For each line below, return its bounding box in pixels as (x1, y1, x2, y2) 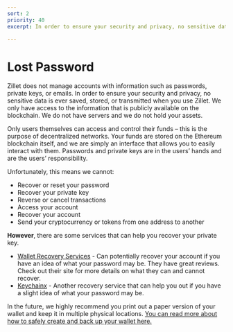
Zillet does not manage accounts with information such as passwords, (7, 82, 207, 90)
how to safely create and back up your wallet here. (7, 317, 153, 326)
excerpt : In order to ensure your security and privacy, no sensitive (7, 23, 216, 30)
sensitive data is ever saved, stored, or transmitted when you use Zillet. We (7, 96, 222, 105)
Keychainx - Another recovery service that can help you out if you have (17, 281, 221, 290)
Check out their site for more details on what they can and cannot (17, 267, 205, 275)
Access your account (17, 203, 78, 211)
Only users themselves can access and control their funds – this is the (7, 125, 208, 133)
